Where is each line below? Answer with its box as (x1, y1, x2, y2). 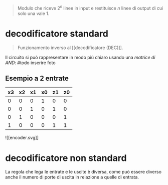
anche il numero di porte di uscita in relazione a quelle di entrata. (5, 174, 139, 180)
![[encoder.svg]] (5, 135, 39, 141)
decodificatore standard (5, 28, 109, 39)
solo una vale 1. (17, 10, 50, 17)
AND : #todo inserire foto (5, 60, 56, 66)
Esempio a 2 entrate (5, 74, 69, 82)
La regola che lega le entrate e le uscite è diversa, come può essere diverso (5, 169, 162, 175)
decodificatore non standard (5, 152, 127, 163)
